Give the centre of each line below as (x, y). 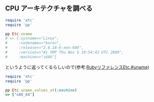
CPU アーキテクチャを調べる (49, 8)
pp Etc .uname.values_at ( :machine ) (41, 90)
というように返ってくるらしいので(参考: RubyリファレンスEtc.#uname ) (77, 67)
